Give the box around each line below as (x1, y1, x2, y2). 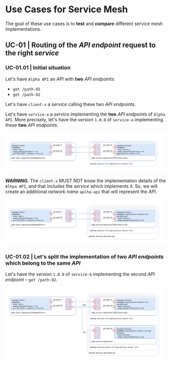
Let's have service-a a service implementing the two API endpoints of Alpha (5, 111, 166, 117)
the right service (5, 49, 59, 57)
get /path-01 (12, 87, 41, 92)
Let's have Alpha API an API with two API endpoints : (5, 76, 115, 82)
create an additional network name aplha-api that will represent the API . (5, 188, 157, 195)
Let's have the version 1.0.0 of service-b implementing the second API (5, 271, 155, 277)
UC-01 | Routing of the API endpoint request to (5, 41, 156, 50)
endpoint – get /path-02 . (5, 276, 58, 283)
